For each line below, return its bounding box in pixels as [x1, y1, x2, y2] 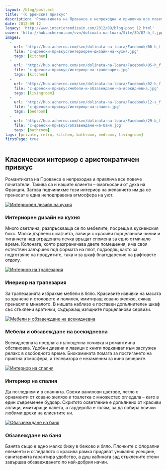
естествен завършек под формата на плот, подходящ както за [5, 247, 138, 253]
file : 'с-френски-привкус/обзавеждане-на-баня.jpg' [14, 123, 123, 128]
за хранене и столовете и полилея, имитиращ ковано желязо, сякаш [5, 295, 152, 301]
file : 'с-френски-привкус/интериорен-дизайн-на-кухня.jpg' [14, 49, 139, 54]
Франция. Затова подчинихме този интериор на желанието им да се [5, 187, 151, 192]
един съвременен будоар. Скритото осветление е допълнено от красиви [5, 399, 162, 405]
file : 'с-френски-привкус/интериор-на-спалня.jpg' [14, 104, 121, 109]
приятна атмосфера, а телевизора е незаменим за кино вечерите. [5, 355, 147, 361]
